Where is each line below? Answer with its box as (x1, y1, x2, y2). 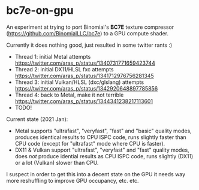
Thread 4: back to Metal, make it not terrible (14, 91, 124, 98)
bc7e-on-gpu (6, 4, 74, 17)
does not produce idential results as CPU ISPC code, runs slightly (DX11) (14, 152, 194, 159)
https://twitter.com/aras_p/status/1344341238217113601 (14, 97, 153, 105)
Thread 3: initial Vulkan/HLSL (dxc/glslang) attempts (14, 79, 144, 86)
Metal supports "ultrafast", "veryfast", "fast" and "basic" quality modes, (14, 127, 192, 134)
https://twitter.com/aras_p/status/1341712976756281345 (14, 72, 154, 79)
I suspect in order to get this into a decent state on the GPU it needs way (6, 170, 186, 177)
